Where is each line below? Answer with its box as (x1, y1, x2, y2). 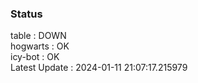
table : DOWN (10, 30, 67, 42)
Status (10, 7, 43, 21)
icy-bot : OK (10, 51, 60, 63)
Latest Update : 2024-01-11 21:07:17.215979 (10, 62, 188, 74)
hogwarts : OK (10, 40, 70, 52)
